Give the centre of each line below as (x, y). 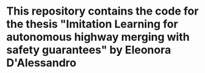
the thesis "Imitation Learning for (92, 24)
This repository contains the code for (103, 11)
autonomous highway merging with (98, 37)
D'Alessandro (41, 63)
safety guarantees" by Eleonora (89, 50)
